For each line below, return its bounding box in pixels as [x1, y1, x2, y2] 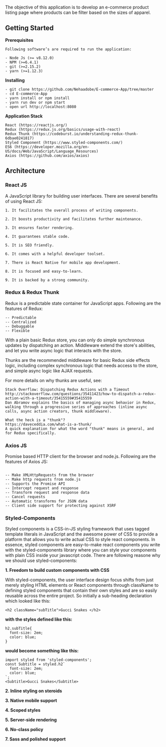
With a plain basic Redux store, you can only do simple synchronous [5, 337, 145, 343]
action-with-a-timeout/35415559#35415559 [5, 396, 92, 401]
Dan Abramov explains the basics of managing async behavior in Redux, [5, 400, 156, 405]
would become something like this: [5, 648, 79, 654]
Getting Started [5, 24, 54, 32]
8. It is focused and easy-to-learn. [5, 269, 83, 274]
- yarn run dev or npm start [5, 100, 65, 105]
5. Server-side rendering [5, 717, 57, 723]
